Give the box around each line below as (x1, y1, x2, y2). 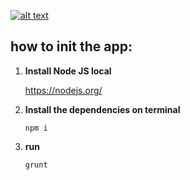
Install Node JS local (24, 65, 112, 77)
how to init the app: (10, 38, 133, 55)
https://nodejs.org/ (24, 84, 103, 96)
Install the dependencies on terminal (24, 103, 181, 115)
